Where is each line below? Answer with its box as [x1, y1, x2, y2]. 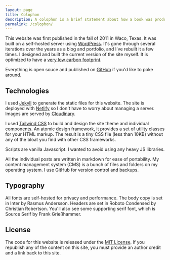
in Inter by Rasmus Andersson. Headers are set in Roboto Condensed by [5, 200, 156, 206]
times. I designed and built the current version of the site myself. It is [5, 51, 148, 58]
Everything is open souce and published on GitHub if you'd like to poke [5, 67, 153, 73]
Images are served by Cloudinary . [5, 111, 76, 117]
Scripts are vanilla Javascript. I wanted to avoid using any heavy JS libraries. [5, 146, 165, 152]
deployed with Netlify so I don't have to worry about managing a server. [5, 106, 155, 112]
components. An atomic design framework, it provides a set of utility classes [5, 126, 165, 132]
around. [5, 72, 22, 78]
